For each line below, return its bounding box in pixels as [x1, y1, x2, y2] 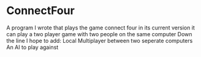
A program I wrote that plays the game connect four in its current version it [6, 24, 195, 31]
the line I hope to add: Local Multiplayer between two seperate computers [6, 37, 193, 44]
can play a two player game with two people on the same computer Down [6, 30, 192, 37]
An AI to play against [6, 44, 59, 51]
